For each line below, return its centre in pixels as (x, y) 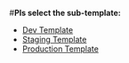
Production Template (60, 49)
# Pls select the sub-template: (65, 13)
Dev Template (48, 30)
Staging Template (54, 39)
